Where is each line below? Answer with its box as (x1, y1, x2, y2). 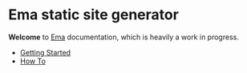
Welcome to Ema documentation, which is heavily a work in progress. (8, 32, 239, 42)
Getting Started (19, 47, 71, 57)
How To (19, 56, 47, 66)
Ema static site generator (8, 6, 179, 24)
